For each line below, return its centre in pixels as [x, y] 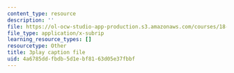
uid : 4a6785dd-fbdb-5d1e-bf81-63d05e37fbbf [71, 59]
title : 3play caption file [46, 53]
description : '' [31, 20]
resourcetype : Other [37, 46]
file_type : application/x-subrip [56, 33]
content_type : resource [42, 14]
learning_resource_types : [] [49, 40]
